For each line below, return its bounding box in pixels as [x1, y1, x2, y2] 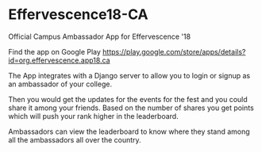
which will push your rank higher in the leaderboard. [8, 111, 179, 120]
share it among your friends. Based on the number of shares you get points [8, 103, 254, 112]
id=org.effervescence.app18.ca [8, 55, 110, 65]
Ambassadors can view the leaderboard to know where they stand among [8, 127, 250, 136]
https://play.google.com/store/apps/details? [102, 47, 246, 56]
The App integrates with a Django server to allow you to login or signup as [8, 70, 251, 80]
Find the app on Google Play [8, 47, 102, 56]
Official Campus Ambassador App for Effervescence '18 [8, 32, 191, 41]
